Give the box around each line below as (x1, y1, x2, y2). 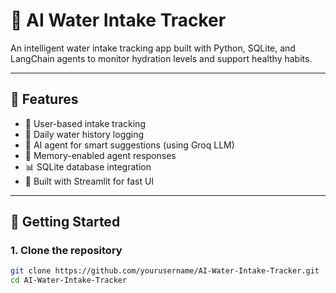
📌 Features (10, 91, 79, 108)
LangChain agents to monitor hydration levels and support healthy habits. (10, 52, 313, 64)
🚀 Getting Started (10, 214, 121, 231)
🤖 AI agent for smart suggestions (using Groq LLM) (24, 139, 235, 151)
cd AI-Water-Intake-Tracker (10, 275, 128, 286)
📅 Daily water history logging (24, 128, 145, 140)
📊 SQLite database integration (24, 160, 152, 173)
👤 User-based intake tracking (24, 117, 146, 129)
